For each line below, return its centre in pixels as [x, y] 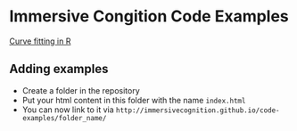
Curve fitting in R [40, 41]
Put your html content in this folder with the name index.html [134, 100]
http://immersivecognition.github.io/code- [198, 110]
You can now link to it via [68, 110]
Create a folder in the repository [81, 90]
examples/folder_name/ [64, 118]
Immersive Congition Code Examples [149, 16]
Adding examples [59, 69]
